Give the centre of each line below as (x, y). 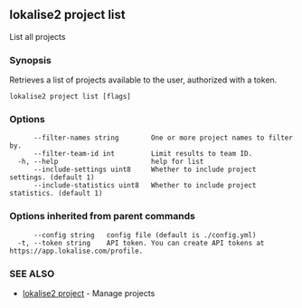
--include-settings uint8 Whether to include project (145, 170)
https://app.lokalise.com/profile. (76, 251)
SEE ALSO (32, 274)
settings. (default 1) (52, 178)
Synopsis (30, 60)
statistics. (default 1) (56, 194)
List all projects (38, 36)
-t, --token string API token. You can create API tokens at (141, 243)
